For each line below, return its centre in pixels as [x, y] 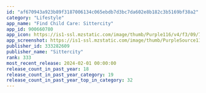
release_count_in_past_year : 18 [48, 69]
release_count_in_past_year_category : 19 [60, 75]
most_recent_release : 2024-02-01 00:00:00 [61, 63]
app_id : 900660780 [30, 29]
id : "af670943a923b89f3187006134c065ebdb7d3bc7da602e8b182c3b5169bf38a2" [103, 12]
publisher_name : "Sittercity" [45, 52]
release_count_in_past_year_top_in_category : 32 [70, 80]
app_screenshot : [27, 40]
